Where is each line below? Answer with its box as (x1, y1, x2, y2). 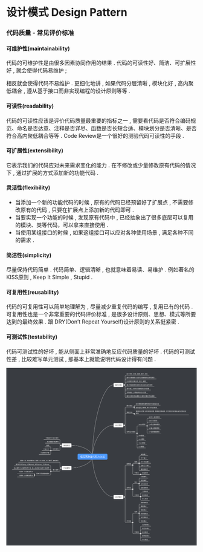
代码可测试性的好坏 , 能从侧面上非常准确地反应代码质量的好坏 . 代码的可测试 (6, 348, 195, 355)
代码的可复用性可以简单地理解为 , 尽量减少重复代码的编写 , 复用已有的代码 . (6, 303, 193, 310)
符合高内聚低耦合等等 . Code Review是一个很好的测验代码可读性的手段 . (6, 132, 184, 139)
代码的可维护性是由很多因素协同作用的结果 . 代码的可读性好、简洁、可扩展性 (6, 59, 196, 67)
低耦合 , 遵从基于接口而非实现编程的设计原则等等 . (6, 87, 130, 94)
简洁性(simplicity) (6, 252, 52, 259)
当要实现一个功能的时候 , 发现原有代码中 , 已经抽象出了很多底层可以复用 (14, 213, 194, 221)
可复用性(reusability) (6, 288, 59, 296)
